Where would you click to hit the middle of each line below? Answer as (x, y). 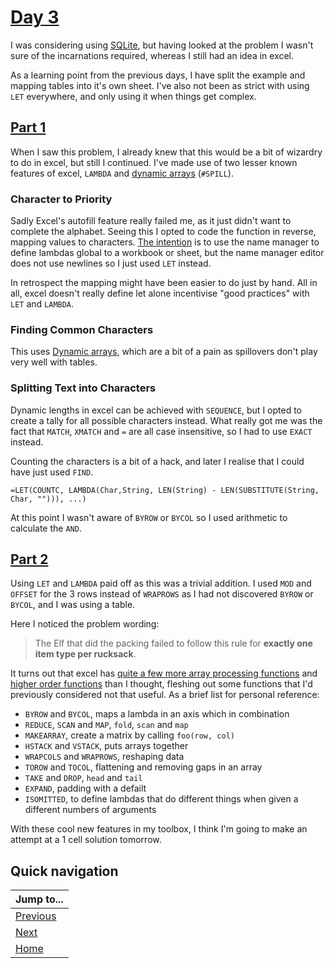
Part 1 (28, 127)
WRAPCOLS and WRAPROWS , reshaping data (104, 757)
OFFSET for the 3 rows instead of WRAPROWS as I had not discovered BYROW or (162, 594)
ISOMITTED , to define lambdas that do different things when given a (161, 799)
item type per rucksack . (85, 654)
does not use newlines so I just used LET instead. (111, 263)
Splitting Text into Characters (83, 388)
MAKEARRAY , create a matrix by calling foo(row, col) (129, 735)
